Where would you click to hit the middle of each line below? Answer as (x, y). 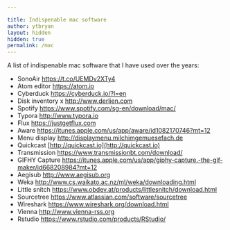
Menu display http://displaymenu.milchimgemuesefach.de (100, 138)
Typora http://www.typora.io (58, 116)
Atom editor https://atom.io (56, 86)
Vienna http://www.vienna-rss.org (66, 212)
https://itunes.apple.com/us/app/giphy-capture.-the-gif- (142, 160)
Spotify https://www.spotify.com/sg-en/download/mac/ (97, 108)
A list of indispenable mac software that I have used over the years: (103, 65)
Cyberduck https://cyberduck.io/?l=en (72, 94)
